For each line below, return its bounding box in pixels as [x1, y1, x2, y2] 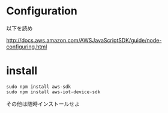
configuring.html [6, 43, 47, 50]
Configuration [6, 4, 78, 18]
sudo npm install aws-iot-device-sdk [6, 88, 101, 95]
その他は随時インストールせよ [6, 100, 80, 107]
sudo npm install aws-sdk [6, 84, 71, 90]
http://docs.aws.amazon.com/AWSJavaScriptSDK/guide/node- [6, 36, 162, 44]
